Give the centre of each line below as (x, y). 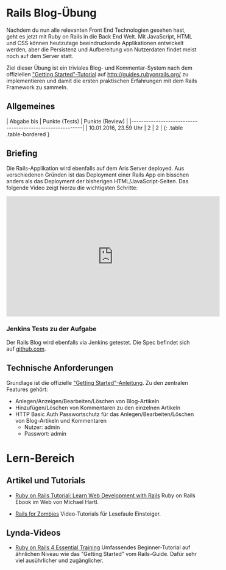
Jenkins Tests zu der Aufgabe (51, 329)
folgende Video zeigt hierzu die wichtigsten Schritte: (72, 188)
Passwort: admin (45, 433)
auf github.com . (26, 349)
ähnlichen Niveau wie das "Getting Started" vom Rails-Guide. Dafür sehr (106, 554)
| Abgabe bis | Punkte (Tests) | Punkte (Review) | (67, 121)
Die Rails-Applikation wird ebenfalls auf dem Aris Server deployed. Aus (95, 168)
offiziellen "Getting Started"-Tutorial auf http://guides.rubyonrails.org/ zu (97, 74)
